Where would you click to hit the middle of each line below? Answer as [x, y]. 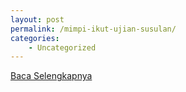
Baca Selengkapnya [51, 76]
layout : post [37, 19]
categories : [35, 38]
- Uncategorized [62, 47]
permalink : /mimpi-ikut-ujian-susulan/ [93, 29]
